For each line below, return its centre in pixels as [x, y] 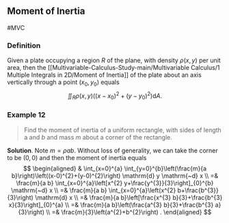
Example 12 [26, 115]
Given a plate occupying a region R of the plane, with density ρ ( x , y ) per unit [114, 60]
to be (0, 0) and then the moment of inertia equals [77, 157]
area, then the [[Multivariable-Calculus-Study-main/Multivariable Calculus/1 [113, 68]
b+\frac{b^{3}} [198, 190]
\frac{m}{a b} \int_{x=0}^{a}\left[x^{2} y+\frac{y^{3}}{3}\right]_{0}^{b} [115, 183]
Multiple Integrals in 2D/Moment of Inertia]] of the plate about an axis [104, 75]
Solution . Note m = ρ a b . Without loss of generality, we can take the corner [113, 150]
